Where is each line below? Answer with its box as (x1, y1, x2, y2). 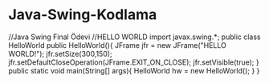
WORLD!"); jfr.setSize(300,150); (8, 49, 112, 58)
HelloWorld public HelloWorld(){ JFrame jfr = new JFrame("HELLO (8, 40, 227, 49)
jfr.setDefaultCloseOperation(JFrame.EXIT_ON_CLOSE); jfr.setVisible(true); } (8, 57, 259, 67)
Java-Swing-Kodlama (8, 6, 157, 24)
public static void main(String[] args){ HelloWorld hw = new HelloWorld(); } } (8, 65, 260, 75)
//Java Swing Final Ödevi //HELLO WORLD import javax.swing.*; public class (8, 32, 261, 41)
